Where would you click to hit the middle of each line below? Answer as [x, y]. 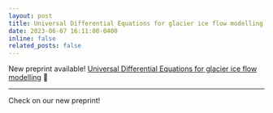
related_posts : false [45, 46]
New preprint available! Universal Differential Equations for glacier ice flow [133, 69]
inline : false [32, 38]
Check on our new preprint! [54, 101]
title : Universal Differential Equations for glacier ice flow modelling [136, 23]
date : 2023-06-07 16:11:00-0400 [63, 31]
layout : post [30, 16]
